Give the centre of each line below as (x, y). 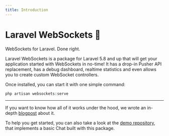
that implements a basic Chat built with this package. (60, 128)
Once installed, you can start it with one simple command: (65, 84)
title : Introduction (27, 10)
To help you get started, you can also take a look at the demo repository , (80, 123)
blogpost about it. (37, 113)
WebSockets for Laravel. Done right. (43, 49)
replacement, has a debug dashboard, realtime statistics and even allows (81, 69)
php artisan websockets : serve (37, 94)
